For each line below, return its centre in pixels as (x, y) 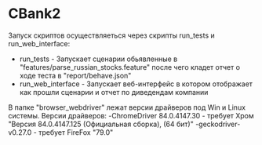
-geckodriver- (218, 124)
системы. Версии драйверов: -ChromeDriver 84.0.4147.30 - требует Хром (131, 115)
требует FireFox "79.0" (76, 132)
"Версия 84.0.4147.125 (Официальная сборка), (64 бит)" (101, 124)
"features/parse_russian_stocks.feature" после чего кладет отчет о (130, 67)
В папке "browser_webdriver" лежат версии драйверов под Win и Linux (127, 107)
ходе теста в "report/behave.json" (75, 75)
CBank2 (35, 14)
